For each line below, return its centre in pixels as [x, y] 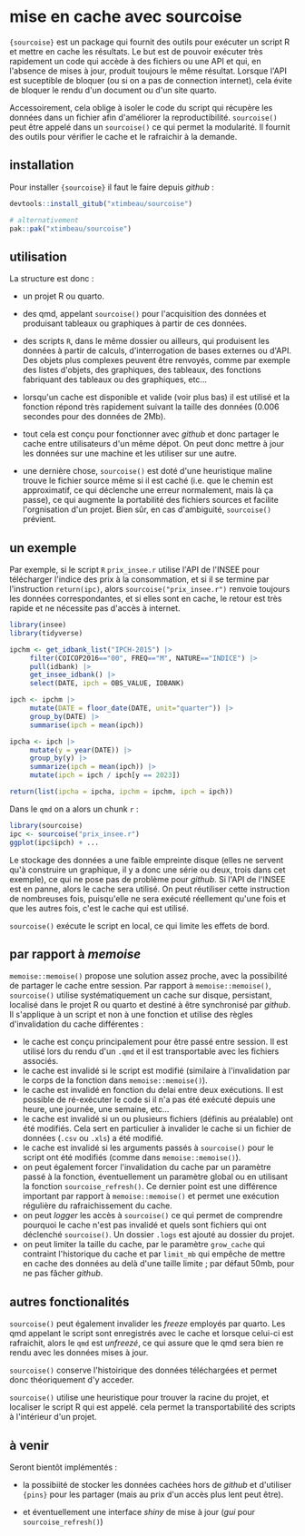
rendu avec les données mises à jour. [79, 1353]
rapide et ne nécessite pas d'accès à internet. [95, 608]
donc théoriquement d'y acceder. [72, 1380]
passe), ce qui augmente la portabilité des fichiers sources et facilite [150, 500]
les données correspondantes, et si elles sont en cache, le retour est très [146, 598]
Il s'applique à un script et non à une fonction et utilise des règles [131, 1015]
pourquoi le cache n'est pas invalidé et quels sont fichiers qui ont [144, 1225]
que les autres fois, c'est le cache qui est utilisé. [99, 908]
